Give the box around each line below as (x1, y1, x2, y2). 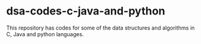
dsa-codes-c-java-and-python (6, 4, 165, 18)
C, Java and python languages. (6, 30, 84, 37)
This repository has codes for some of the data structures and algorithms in (6, 24, 195, 31)
